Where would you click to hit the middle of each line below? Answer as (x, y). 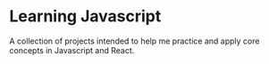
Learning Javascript (85, 16)
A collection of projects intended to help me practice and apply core (134, 41)
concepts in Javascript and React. (72, 50)
